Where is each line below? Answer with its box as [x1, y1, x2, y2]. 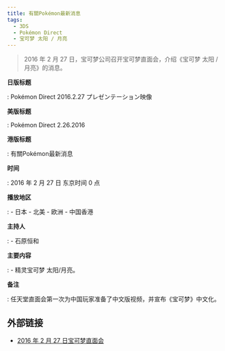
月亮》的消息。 [23, 64, 66, 72]
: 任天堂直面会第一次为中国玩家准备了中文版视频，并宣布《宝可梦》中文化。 [7, 295, 220, 303]
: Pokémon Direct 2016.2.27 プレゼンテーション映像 [7, 93, 153, 101]
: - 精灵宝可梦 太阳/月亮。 [7, 266, 79, 274]
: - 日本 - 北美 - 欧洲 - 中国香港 [7, 208, 94, 216]
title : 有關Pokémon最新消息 [7, 10, 81, 17]
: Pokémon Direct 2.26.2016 [7, 121, 85, 129]
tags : [7, 16, 23, 23]
